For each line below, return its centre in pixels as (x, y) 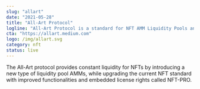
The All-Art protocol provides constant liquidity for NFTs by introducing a (96, 67)
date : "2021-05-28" (30, 17)
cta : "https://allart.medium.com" (49, 34)
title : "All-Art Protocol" (40, 23)
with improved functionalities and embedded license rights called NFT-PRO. (99, 80)
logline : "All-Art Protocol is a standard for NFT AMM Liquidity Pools (97, 28)
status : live (22, 50)
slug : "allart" (25, 12)
